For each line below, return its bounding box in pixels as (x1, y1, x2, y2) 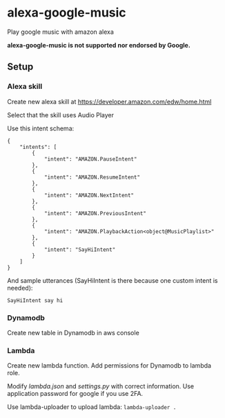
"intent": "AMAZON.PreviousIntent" (43, 210, 147, 217)
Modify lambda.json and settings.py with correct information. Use (7, 382, 195, 390)
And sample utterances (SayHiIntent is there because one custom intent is (7, 276, 218, 284)
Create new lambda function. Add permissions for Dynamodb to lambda (7, 361, 212, 370)
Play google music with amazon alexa (7, 28, 114, 36)
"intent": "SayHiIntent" (43, 246, 116, 253)
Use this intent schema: (7, 124, 75, 132)
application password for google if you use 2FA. (7, 390, 144, 398)
